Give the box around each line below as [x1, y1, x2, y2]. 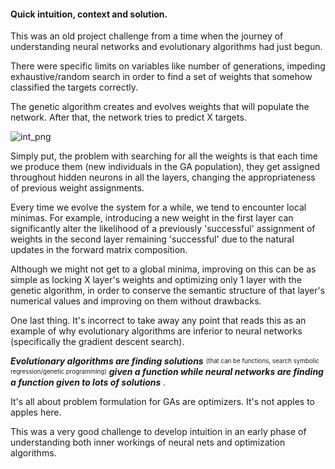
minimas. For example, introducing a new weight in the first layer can [10, 212, 294, 224]
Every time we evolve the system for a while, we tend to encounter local [10, 201, 307, 214]
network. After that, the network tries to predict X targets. [10, 111, 247, 124]
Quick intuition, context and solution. [10, 8, 168, 20]
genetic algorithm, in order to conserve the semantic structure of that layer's [10, 285, 326, 297]
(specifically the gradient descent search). [10, 336, 185, 348]
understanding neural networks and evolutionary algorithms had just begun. [10, 41, 323, 53]
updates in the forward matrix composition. [10, 244, 188, 256]
